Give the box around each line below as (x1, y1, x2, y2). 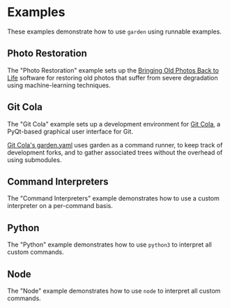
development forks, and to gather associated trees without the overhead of (7, 148, 223, 156)
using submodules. (7, 155, 62, 164)
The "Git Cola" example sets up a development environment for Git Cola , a (7, 119, 221, 128)
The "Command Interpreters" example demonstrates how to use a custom (7, 194, 220, 203)
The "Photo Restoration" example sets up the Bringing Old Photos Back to (7, 66, 220, 74)
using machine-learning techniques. (7, 81, 111, 89)
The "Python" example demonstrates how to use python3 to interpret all (7, 240, 213, 249)
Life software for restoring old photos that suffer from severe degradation (7, 73, 218, 82)
